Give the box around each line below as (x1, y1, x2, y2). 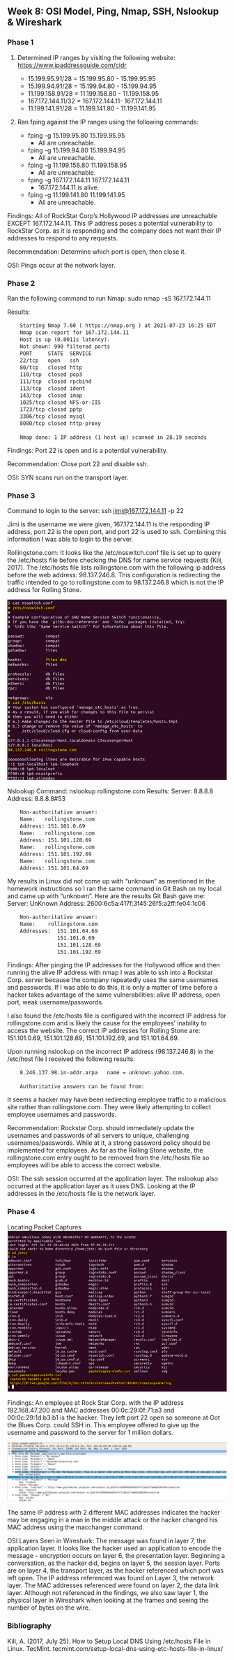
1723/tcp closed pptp (19, 405, 82, 413)
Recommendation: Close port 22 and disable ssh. (7, 459, 148, 468)
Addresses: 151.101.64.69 (19, 928, 98, 935)
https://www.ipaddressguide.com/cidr (17, 61, 127, 69)
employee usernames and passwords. (7, 1111, 117, 1119)
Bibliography (7, 1621, 52, 1631)
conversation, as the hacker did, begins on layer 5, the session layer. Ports (7, 1559, 221, 1568)
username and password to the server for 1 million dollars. (7, 1429, 174, 1437)
